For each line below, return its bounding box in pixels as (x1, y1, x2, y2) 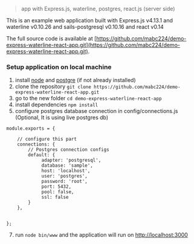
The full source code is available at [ (6, 35, 97, 42)
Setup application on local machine (6, 63, 112, 71)
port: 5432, (41, 184, 71, 190)
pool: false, (41, 189, 74, 195)
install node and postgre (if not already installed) (15, 77, 136, 84)
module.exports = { (6, 126, 56, 132)
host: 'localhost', (41, 168, 91, 174)
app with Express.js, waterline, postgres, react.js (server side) (21, 5, 175, 12)
